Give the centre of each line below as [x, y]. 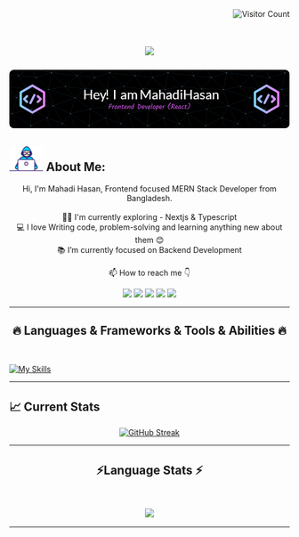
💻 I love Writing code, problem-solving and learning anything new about [149, 227]
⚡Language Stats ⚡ [149, 470]
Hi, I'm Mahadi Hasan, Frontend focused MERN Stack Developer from [149, 188]
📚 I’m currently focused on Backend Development [149, 249]
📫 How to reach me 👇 [149, 273]
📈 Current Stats [55, 407]
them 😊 [149, 240]
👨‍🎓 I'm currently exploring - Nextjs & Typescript [149, 216]
